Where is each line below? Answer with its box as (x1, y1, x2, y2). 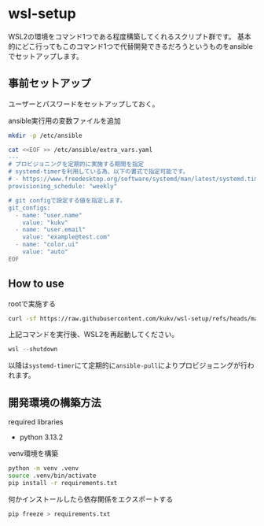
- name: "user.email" (15, 226, 86, 234)
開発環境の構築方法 (8, 395, 101, 409)
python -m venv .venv (8, 465, 79, 472)
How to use (8, 277, 64, 291)
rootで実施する (8, 298, 57, 308)
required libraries (8, 417, 64, 427)
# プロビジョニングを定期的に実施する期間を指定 (8, 161, 144, 169)
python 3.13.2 (19, 432, 64, 442)
